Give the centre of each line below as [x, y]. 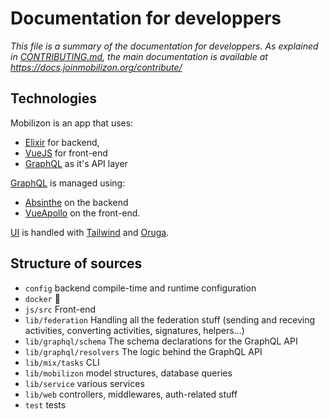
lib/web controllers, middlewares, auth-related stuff [131, 394]
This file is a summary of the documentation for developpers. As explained [164, 46]
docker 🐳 [42, 298]
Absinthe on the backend [76, 202]
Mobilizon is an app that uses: [72, 123]
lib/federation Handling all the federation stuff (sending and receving [170, 319]
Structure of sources [76, 263]
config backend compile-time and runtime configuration [140, 288]
